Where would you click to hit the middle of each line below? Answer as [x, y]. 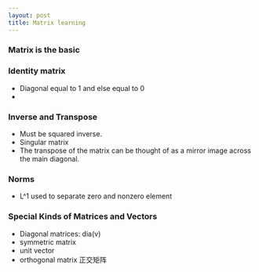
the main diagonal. [49, 159]
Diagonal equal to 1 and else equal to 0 [82, 88]
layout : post [29, 15]
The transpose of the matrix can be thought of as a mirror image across [135, 151]
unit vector [37, 250]
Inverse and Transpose [53, 117]
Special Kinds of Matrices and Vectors [83, 216]
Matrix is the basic [44, 50]
